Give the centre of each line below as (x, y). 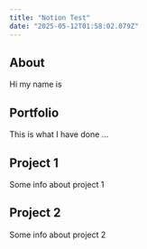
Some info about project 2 (58, 235)
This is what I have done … (59, 134)
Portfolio (34, 112)
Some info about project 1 (57, 184)
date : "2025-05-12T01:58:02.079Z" (74, 26)
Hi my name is (36, 84)
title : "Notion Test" (50, 18)
